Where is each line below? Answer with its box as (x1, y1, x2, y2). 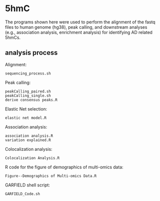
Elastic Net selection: (5, 106, 47, 112)
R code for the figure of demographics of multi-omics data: (5, 164, 124, 170)
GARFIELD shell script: (5, 182, 50, 188)
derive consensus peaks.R (5, 97, 57, 102)
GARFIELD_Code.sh (5, 191, 40, 196)
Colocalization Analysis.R (5, 155, 60, 161)
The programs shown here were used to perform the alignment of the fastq (5, 19, 156, 25)
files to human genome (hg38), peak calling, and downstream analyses (5, 24, 147, 30)
